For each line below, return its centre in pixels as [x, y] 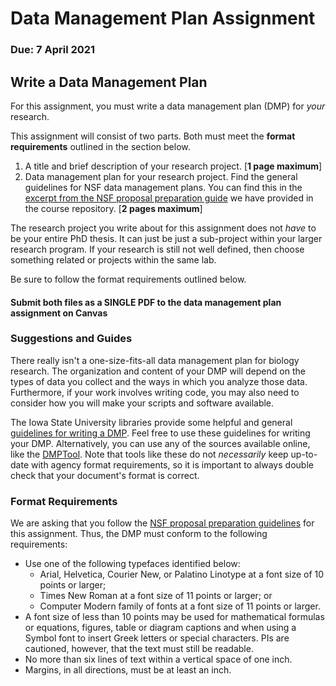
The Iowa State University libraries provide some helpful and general [151, 422]
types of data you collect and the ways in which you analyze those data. [159, 381]
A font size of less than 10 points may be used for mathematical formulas [174, 617]
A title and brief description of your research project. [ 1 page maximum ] [173, 166]
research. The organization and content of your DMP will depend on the [158, 371]
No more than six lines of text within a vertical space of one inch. [158, 659]
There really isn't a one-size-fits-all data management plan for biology [155, 360]
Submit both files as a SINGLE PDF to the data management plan [146, 302]
